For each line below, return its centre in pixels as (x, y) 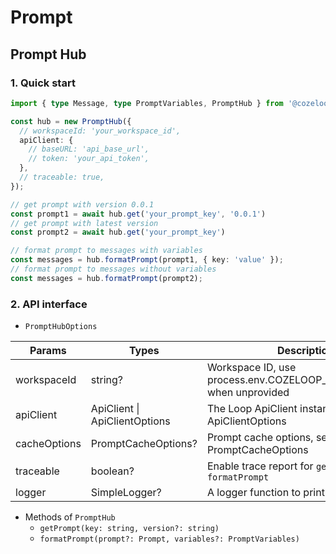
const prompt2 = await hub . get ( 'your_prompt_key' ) (118, 232)
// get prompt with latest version (84, 223)
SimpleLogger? (126, 493)
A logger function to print (265, 493)
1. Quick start (43, 83)
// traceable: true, (62, 177)
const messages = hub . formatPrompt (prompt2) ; (106, 278)
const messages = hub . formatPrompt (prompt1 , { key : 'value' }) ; (147, 260)
